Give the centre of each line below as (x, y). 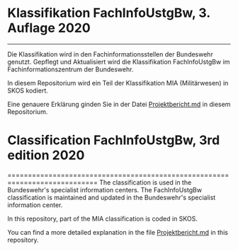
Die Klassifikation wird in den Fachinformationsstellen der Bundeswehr (110, 54)
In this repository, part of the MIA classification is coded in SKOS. (103, 218)
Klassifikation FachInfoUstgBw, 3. (109, 13)
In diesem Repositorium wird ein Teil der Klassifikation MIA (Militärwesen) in (118, 83)
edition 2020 (46, 155)
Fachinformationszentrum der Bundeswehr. (70, 69)
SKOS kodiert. (28, 91)
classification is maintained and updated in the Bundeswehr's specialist (112, 197)
